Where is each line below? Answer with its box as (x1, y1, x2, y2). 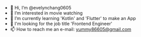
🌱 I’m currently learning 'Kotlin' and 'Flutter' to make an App (10, 15, 136, 21)
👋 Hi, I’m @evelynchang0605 (10, 5, 72, 10)
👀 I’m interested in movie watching (10, 10, 83, 16)
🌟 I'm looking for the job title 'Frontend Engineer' (10, 20, 112, 26)
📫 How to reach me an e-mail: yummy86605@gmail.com (10, 26, 132, 32)
